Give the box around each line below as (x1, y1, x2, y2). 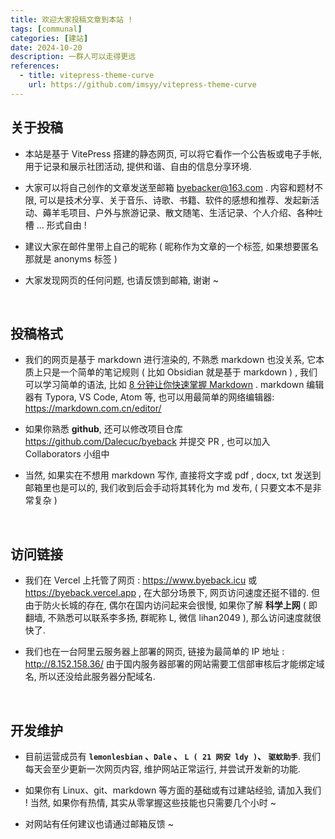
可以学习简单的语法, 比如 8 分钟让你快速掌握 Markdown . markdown (24, 379, 305, 391)
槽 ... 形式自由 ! (24, 219, 87, 231)
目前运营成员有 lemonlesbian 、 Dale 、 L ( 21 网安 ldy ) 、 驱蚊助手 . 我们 (24, 751, 321, 762)
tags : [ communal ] (10, 24, 83, 34)
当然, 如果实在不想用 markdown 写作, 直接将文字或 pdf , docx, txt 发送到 (24, 469, 322, 481)
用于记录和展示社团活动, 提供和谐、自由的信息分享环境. (24, 160, 252, 172)
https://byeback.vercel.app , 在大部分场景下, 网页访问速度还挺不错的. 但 (24, 587, 320, 599)
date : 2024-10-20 (10, 42, 83, 53)
